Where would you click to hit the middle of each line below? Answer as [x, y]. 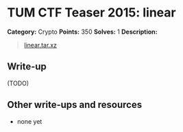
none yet [29, 121]
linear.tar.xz [40, 45]
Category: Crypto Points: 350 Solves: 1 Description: [82, 32]
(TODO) [18, 83]
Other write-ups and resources [75, 105]
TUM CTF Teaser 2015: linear [91, 13]
